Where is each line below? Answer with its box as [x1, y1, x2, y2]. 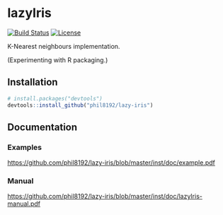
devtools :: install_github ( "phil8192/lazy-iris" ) [7, 101, 154, 109]
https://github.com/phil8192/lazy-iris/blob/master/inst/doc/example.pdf [7, 158, 216, 167]
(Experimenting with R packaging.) [7, 55, 108, 64]
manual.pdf [7, 199, 41, 208]
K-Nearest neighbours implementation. [7, 42, 120, 50]
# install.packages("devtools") [7, 95, 103, 102]
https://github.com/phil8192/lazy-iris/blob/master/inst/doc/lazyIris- [7, 192, 203, 201]
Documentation [7, 121, 78, 133]
